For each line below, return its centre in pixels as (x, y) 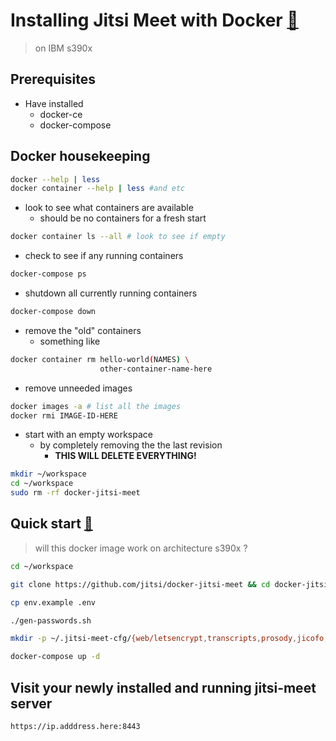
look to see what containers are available (109, 208)
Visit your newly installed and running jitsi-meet (163, 687)
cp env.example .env (53, 602)
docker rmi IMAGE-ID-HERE (64, 415)
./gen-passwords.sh (51, 620)
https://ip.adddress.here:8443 (75, 726)
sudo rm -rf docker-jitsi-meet (75, 493)
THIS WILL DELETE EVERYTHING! (125, 456)
